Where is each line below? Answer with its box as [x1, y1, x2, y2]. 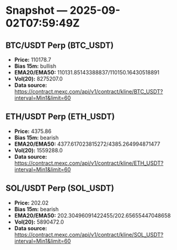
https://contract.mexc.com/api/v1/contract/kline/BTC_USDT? [14, 88, 163, 95]
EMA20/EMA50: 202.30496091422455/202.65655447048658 [14, 212, 171, 219]
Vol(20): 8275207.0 [14, 76, 63, 82]
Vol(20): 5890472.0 [14, 218, 64, 225]
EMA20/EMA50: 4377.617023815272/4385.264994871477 [14, 140, 161, 147]
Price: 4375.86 [14, 127, 52, 135]
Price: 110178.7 [14, 56, 51, 63]
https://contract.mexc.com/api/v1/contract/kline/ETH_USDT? [14, 159, 164, 167]
